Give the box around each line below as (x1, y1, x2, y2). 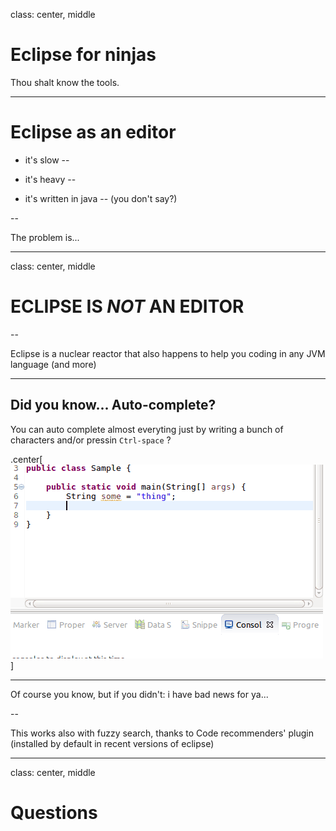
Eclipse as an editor (10, 121, 177, 144)
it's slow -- (24, 154, 70, 166)
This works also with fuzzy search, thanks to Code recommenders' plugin (10, 727, 314, 739)
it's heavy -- (24, 173, 77, 185)
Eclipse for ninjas (10, 44, 157, 66)
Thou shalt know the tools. (10, 76, 120, 88)
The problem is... (10, 231, 80, 243)
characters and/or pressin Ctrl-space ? (10, 434, 172, 446)
